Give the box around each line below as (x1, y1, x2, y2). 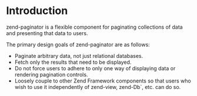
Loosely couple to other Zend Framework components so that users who (14, 77, 191, 84)
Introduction (6, 4, 68, 18)
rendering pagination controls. (14, 71, 88, 78)
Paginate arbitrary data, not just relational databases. (14, 52, 143, 59)
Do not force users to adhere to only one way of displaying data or (14, 64, 176, 71)
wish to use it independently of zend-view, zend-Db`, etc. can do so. (14, 83, 181, 90)
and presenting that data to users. (6, 29, 88, 36)
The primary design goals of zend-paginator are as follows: (6, 41, 150, 48)
